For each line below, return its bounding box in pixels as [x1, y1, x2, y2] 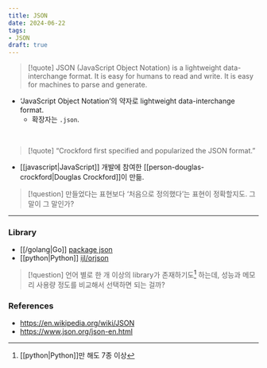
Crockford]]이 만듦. [83, 172, 145, 182]
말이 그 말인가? [27, 199, 75, 209]
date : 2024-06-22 [8, 19, 66, 27]
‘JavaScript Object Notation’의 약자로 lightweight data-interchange [19, 96, 236, 106]
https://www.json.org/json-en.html [19, 327, 133, 336]
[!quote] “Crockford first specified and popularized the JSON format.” [27, 146, 256, 156]
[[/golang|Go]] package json [19, 245, 113, 254]
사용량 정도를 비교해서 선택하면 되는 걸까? [36, 280, 165, 290]
